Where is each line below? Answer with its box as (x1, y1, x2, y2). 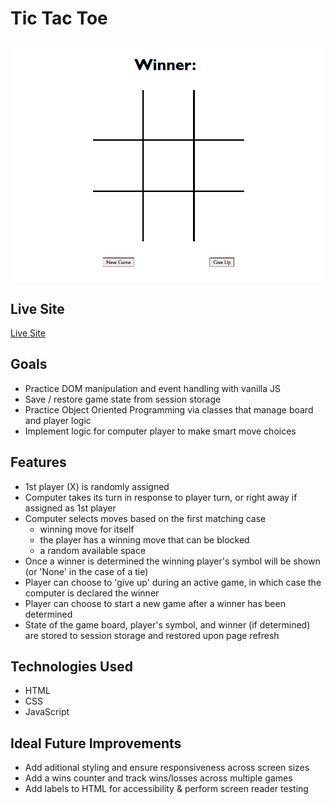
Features (10, 454, 67, 471)
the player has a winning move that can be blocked (39, 533, 250, 546)
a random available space (39, 544, 147, 556)
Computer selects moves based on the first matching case (24, 512, 267, 524)
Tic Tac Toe (10, 7, 108, 30)
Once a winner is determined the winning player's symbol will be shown (24, 555, 321, 567)
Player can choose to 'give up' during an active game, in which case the (24, 576, 322, 588)
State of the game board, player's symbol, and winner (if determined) (24, 618, 311, 631)
